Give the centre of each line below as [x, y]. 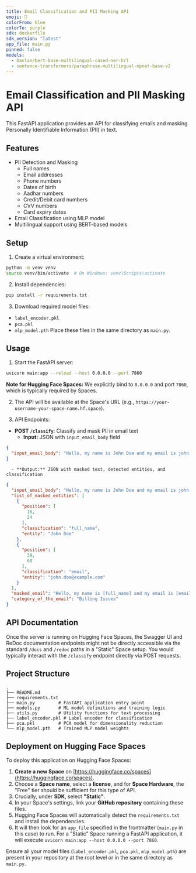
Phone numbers [42, 181]
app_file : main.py [28, 44]
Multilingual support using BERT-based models [71, 225]
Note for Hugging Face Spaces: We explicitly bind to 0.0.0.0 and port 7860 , [97, 385]
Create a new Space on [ [45, 772]
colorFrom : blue [26, 22]
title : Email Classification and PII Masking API [68, 11]
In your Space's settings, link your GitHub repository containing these [99, 803]
